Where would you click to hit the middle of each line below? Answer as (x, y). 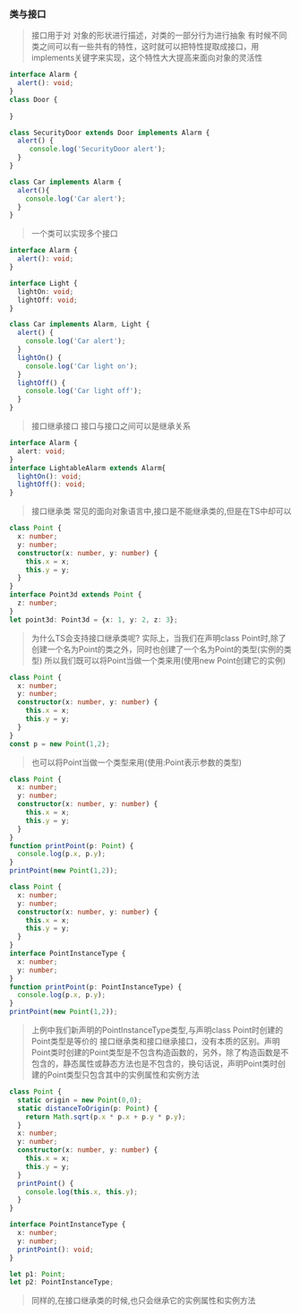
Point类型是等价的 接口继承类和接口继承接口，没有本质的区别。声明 (155, 1042)
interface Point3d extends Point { (76, 595)
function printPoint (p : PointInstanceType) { (95, 987)
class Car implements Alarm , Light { (80, 324)
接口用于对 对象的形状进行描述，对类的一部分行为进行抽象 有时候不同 (159, 35)
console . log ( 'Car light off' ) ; (84, 391)
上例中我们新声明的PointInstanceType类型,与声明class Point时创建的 (157, 1030)
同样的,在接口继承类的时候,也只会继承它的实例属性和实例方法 (143, 1301)
